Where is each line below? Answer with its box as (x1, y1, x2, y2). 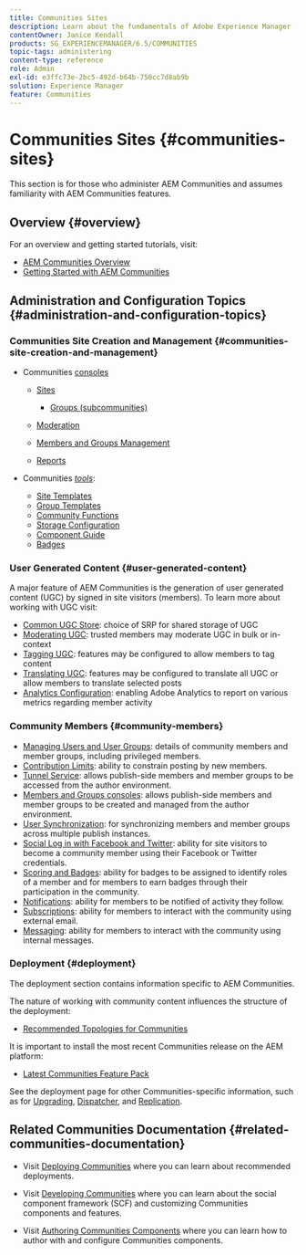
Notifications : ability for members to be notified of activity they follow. (22, 895, 285, 906)
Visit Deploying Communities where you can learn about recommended (22, 1160, 291, 1171)
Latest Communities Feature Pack (22, 1068, 149, 1079)
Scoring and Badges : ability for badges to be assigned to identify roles (22, 866, 288, 877)
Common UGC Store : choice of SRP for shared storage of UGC (22, 620, 259, 631)
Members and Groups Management (36, 437, 170, 448)
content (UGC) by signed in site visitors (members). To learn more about (9, 592, 280, 603)
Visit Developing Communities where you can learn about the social (22, 1187, 277, 1198)
